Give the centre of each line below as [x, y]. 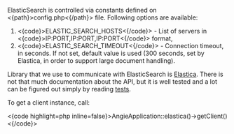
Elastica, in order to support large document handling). [96, 61]
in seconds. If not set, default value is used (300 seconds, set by [111, 53]
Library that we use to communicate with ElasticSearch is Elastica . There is [115, 74]
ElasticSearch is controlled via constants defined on [82, 10]
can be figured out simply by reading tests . [69, 89]
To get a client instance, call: [48, 103]
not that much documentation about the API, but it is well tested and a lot [112, 82]
